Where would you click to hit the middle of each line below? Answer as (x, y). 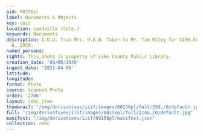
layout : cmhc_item (29, 101)
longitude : (20, 79)
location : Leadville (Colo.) (43, 29)
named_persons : (25, 51)
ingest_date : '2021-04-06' (40, 68)
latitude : (19, 73)
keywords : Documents (32, 34)
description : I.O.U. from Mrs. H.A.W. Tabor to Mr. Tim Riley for (92, 40)
